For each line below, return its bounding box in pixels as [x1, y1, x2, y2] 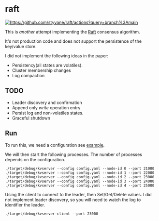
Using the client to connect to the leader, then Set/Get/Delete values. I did [5, 191, 152, 197]
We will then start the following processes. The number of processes [5, 152, 143, 157]
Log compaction [12, 72, 45, 78]
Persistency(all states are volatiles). [12, 62, 83, 68]
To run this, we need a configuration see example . [5, 142, 105, 148]
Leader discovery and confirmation [12, 100, 82, 105]
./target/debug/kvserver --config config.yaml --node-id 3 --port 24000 [5, 179, 155, 184]
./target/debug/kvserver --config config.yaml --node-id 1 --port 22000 [5, 170, 155, 175]
